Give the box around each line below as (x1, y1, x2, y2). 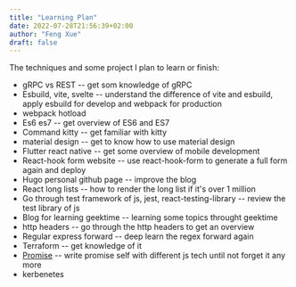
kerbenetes (21, 269, 64, 280)
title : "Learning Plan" (9, 12, 98, 22)
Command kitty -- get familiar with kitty (21, 127, 168, 138)
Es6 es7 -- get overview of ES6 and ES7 (21, 118, 170, 128)
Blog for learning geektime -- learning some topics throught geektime (21, 212, 278, 223)
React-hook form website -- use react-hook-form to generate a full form (21, 155, 288, 166)
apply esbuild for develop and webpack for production (21, 99, 223, 110)
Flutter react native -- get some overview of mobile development (21, 146, 260, 157)
